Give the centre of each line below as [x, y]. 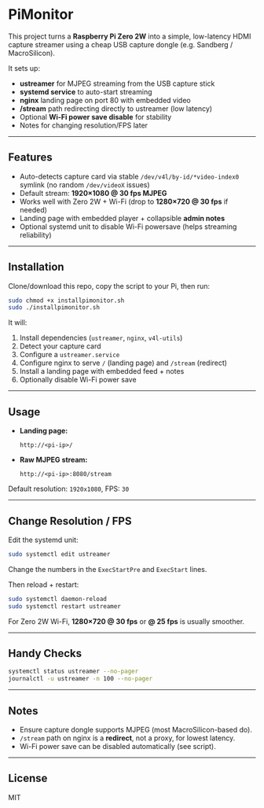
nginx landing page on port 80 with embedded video [105, 100]
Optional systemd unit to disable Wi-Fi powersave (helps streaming [128, 227]
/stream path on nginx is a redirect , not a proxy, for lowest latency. [127, 738]
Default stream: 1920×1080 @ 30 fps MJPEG [93, 193]
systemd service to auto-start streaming [86, 91]
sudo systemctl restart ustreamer [65, 606]
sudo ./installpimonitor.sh [54, 308]
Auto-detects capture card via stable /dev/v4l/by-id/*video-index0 [129, 176]
